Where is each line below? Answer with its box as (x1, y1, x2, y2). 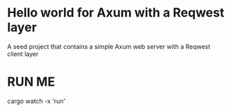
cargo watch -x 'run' (7, 97, 66, 105)
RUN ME (7, 74, 55, 90)
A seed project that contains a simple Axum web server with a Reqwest (7, 42, 211, 50)
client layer (7, 50, 39, 58)
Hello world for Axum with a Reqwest (7, 5, 225, 21)
